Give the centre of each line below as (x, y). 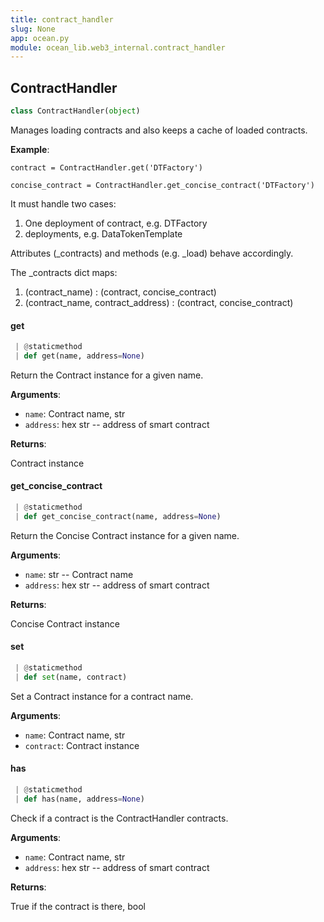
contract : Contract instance (82, 745)
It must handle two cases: (63, 203)
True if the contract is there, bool (78, 906)
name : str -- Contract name (79, 574)
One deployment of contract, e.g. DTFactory (116, 223)
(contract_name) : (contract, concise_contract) (120, 292)
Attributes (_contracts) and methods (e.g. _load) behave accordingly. (152, 253)
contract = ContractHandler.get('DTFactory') (106, 167)
